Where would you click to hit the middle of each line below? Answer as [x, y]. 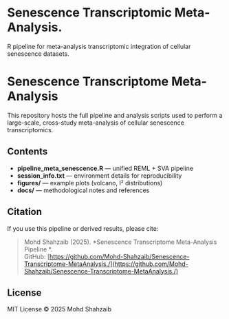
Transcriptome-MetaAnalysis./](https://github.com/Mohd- [106, 264]
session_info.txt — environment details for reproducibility [99, 175]
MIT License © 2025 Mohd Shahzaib [59, 309]
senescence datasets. [39, 54]
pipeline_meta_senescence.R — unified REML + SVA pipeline [105, 168]
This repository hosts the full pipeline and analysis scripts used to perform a [115, 115]
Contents [28, 152]
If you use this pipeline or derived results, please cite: [83, 228]
